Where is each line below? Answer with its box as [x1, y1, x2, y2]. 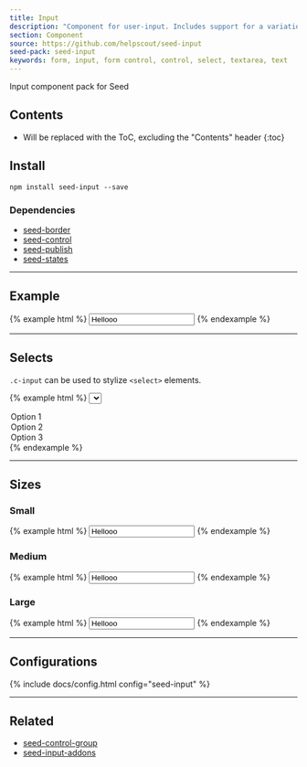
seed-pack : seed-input [9, 48, 96, 57]
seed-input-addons [22, 747, 96, 759]
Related [9, 714, 55, 730]
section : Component [9, 30, 84, 39]
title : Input [9, 13, 59, 23]
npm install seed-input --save [9, 182, 129, 192]
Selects [9, 350, 54, 366]
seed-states [22, 253, 69, 264]
